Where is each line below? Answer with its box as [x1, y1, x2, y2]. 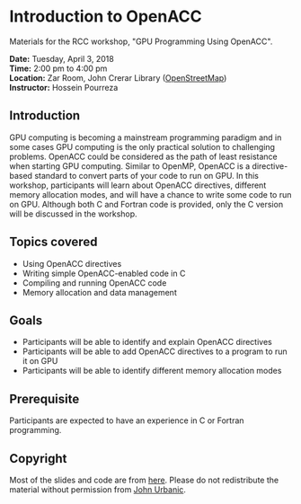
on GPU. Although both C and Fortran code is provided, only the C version [9, 199, 284, 209]
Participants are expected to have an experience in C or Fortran [9, 415, 244, 426]
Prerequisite [9, 391, 80, 406]
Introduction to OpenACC [9, 6, 202, 27]
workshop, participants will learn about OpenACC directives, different [9, 180, 267, 190]
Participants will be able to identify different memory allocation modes [22, 366, 282, 376]
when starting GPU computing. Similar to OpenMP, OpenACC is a [9, 160, 251, 172]
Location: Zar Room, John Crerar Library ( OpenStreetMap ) [9, 72, 227, 83]
